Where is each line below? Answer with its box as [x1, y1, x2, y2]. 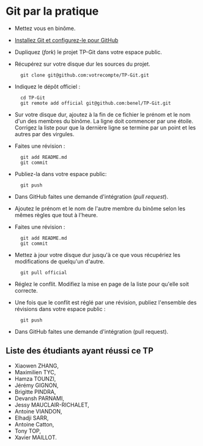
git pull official [20, 269, 67, 275]
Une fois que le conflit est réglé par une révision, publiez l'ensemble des [14, 299, 197, 306]
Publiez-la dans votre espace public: [14, 170, 107, 177]
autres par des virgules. [14, 130, 75, 137]
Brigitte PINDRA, [14, 388, 56, 395]
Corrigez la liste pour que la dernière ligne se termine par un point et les [14, 124, 196, 131]
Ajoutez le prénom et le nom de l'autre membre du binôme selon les [14, 204, 186, 212]
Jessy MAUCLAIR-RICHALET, [14, 401, 89, 409]
